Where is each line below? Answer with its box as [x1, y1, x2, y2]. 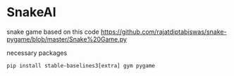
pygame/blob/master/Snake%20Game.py [6, 34, 128, 43]
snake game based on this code [6, 27, 99, 36]
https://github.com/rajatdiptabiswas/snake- [100, 27, 227, 36]
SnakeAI [6, 4, 57, 20]
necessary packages [6, 49, 68, 57]
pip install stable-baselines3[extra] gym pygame [6, 62, 156, 69]
